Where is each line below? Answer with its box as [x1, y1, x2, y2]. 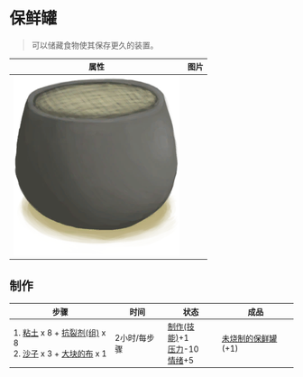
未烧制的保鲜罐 [221, 333, 278, 344]
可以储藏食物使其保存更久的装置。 [31, 40, 159, 51]
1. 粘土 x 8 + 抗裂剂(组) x [13, 327, 106, 338]
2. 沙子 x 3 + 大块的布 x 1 [13, 348, 107, 359]
